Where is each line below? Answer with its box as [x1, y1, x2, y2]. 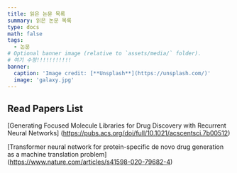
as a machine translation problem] [7, 150, 107, 159]
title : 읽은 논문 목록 [7, 10, 66, 18]
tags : [7, 37, 23, 44]
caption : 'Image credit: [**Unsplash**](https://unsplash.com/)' [13, 69, 211, 77]
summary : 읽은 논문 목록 [7, 17, 72, 24]
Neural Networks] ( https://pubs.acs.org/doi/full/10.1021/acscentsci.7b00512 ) [7, 129, 231, 138]
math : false [7, 30, 43, 38]
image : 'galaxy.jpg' [13, 76, 75, 84]
